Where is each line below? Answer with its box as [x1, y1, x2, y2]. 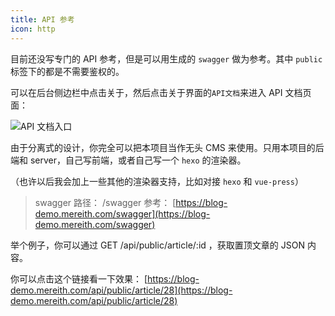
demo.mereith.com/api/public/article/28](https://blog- [10, 284, 233, 296]
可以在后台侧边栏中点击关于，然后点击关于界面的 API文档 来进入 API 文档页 [10, 86, 312, 98]
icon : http [10, 24, 56, 34]
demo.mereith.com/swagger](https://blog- [34, 207, 211, 220]
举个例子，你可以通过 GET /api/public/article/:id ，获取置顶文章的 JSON [10, 239, 305, 251]
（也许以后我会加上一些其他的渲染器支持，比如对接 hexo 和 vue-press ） [10, 175, 304, 187]
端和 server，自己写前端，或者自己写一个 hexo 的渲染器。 [10, 154, 247, 166]
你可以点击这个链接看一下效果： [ [10, 272, 148, 285]
